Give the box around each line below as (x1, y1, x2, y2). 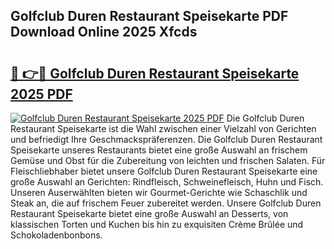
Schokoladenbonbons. (10, 229, 103, 241)
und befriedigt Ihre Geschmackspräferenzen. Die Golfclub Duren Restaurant (10, 134, 323, 145)
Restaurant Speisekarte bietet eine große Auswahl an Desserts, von (10, 208, 289, 219)
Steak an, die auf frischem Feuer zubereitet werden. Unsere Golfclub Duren (10, 197, 322, 209)
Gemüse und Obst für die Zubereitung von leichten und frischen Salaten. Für (10, 155, 326, 166)
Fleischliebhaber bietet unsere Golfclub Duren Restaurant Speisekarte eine (10, 165, 318, 177)
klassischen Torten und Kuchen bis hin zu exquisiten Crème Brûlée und (10, 219, 304, 230)
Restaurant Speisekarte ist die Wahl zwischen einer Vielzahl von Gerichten (10, 123, 317, 134)
